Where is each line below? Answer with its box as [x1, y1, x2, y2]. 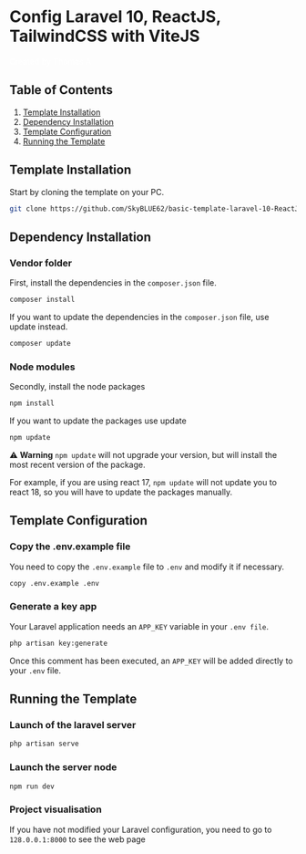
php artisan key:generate [9, 639, 107, 648]
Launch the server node [9, 761, 117, 774]
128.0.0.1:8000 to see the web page [9, 833, 146, 845]
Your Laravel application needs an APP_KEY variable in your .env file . [9, 620, 270, 631]
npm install [9, 399, 55, 408]
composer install [9, 295, 76, 305]
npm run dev [9, 782, 55, 791]
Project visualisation [9, 803, 102, 816]
